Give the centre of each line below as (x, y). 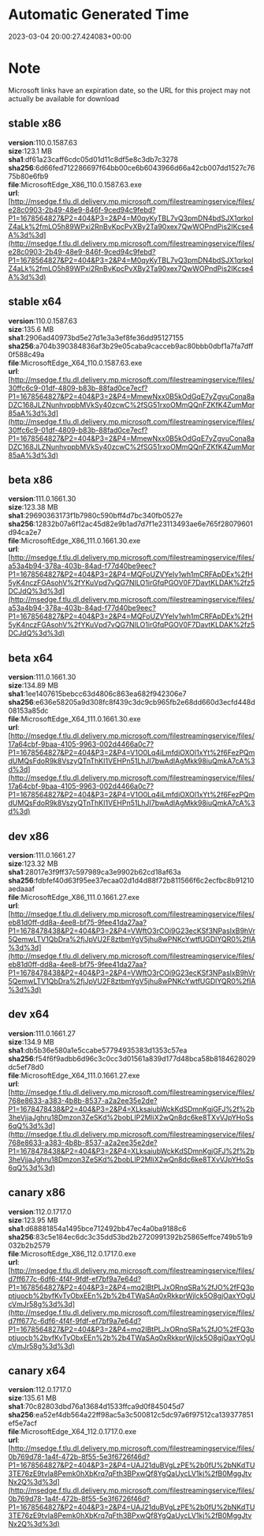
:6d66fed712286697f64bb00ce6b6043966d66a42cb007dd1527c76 (144, 168)
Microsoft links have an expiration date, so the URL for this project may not (129, 90)
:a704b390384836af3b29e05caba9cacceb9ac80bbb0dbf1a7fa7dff (143, 346)
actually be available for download (64, 98)
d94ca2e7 (25, 533)
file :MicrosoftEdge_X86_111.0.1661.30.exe (74, 541)
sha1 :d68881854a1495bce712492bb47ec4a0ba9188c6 (97, 1228)
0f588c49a (26, 354)
